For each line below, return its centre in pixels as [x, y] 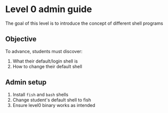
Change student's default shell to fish [52, 100]
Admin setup [26, 82]
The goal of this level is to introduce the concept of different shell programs [84, 23]
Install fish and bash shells [40, 94]
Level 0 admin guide [49, 9]
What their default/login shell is [45, 61]
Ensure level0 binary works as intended [54, 105]
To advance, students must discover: [44, 51]
